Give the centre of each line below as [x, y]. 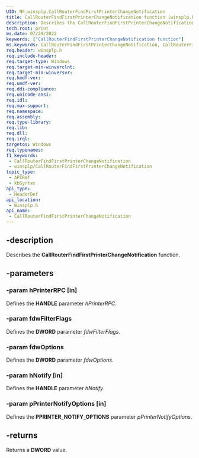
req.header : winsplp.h [34, 51]
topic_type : [21, 172]
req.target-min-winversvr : [39, 73]
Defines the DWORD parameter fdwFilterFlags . [63, 331]
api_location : [24, 200]
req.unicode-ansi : [29, 95]
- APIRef [20, 178]
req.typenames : [25, 150]
